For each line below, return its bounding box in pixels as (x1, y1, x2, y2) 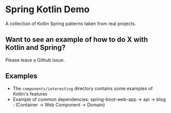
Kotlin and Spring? (5, 43, 66, 52)
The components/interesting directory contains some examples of (12, 85, 153, 92)
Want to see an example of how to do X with (5, 35, 148, 44)
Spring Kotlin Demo (5, 4, 90, 15)
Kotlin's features (12, 91, 48, 97)
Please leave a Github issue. (5, 57, 65, 63)
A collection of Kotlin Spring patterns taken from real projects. (5, 20, 136, 27)
